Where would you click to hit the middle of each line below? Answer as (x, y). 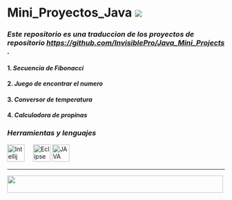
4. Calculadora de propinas (47, 115)
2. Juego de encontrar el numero (55, 83)
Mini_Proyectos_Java (70, 13)
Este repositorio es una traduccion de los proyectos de (101, 34)
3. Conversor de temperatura (50, 99)
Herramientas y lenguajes (52, 133)
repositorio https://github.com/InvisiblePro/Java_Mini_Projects (116, 43)
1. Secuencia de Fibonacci (46, 68)
